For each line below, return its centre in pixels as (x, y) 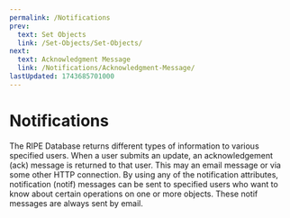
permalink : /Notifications (60, 18)
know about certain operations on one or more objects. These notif (134, 194)
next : (19, 51)
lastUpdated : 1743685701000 (62, 77)
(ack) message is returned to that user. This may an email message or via (145, 165)
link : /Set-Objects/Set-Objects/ (80, 43)
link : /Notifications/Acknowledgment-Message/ (106, 68)
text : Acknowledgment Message (74, 59)
